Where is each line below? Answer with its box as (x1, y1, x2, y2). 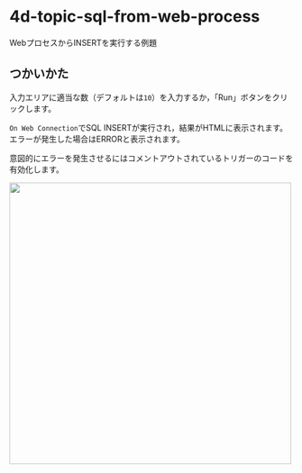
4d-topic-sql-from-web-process (9, 6, 261, 27)
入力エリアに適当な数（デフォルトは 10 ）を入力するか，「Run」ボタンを (9, 92, 273, 103)
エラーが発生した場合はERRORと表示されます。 (9, 133, 185, 144)
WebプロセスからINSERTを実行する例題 (9, 37, 158, 48)
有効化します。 (9, 164, 65, 175)
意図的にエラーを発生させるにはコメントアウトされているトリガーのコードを (9, 152, 294, 163)
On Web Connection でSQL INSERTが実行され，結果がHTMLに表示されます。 (9, 122, 288, 132)
